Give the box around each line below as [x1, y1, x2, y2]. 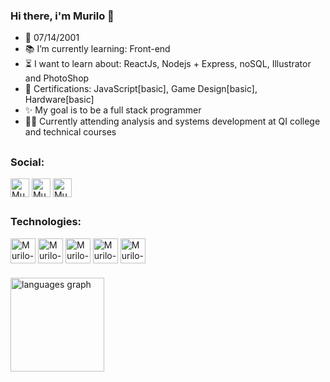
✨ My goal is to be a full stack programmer [24, 104, 202, 116]
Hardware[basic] [24, 94, 95, 106]
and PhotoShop [24, 72, 90, 84]
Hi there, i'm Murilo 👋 [10, 9, 115, 23]
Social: [10, 155, 45, 169]
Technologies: [10, 215, 82, 229]
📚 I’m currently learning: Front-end [24, 43, 171, 55]
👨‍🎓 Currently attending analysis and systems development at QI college [24, 115, 321, 128]
